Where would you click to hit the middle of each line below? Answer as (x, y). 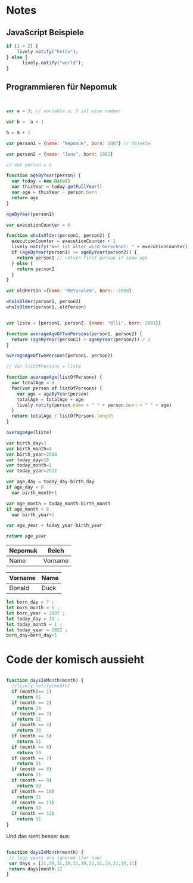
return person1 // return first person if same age (82, 258)
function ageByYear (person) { (44, 176)
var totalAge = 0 (33, 383)
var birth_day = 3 (26, 443)
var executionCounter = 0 (38, 225)
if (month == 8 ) (32, 769)
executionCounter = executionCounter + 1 (64, 241)
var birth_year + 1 (33, 515)
